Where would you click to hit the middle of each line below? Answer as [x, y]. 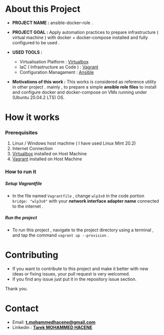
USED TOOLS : [27, 52]
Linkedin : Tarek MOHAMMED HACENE [52, 328]
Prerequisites [21, 133]
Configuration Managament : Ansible [57, 72]
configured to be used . [36, 42]
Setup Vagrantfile [24, 183]
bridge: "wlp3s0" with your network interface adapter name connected [86, 201]
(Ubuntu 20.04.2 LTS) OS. [38, 97]
